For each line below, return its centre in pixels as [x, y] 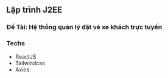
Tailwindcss [30, 63]
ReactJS [26, 56]
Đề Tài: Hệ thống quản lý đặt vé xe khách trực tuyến [84, 27]
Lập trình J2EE [34, 10]
